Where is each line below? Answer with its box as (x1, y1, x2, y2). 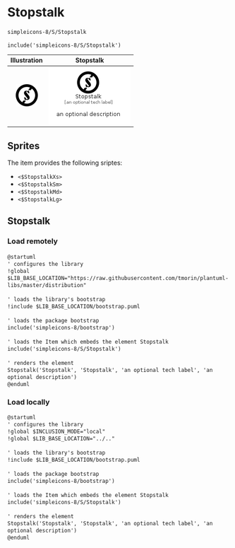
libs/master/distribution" (7, 281, 87, 288)
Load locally (7, 397, 50, 407)
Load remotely (7, 236, 59, 246)
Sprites (7, 139, 40, 152)
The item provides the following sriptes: (7, 158, 123, 167)
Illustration (10, 56, 44, 64)
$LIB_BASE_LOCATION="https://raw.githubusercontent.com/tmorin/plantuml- (7, 274, 229, 281)
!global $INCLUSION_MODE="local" (7, 428, 106, 435)
